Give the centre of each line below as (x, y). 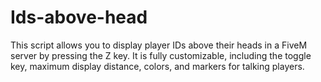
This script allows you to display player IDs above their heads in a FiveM (159, 45)
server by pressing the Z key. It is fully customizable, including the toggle (161, 55)
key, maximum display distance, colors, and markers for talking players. (157, 66)
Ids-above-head (79, 17)
